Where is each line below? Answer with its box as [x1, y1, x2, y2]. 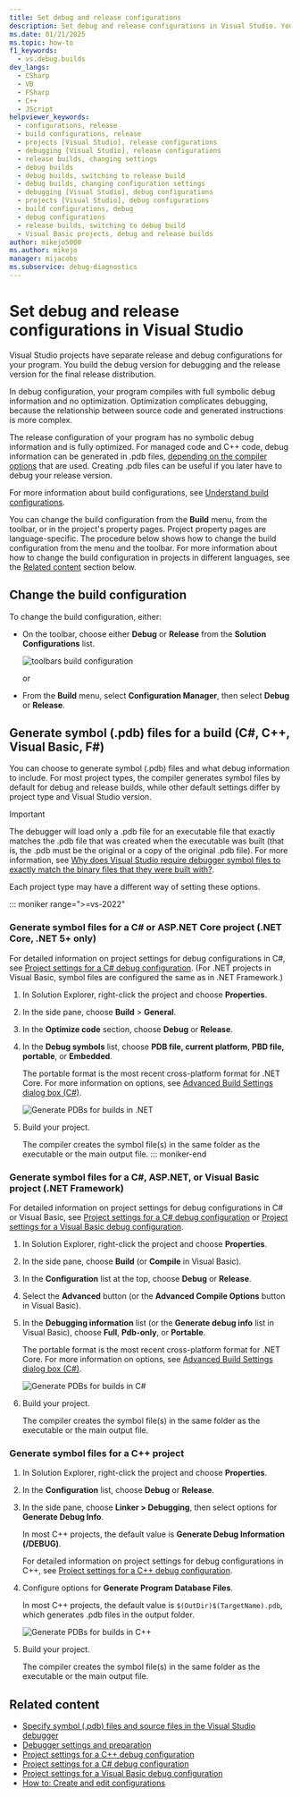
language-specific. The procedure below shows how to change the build [9, 533, 277, 544]
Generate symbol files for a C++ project [9, 1446, 185, 1459]
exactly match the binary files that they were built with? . [9, 864, 215, 875]
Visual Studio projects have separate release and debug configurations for [9, 350, 283, 360]
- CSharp [17, 72, 50, 81]
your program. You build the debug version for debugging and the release [9, 359, 281, 369]
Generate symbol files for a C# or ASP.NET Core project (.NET [9, 921, 283, 934]
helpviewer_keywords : [9, 113, 90, 122]
